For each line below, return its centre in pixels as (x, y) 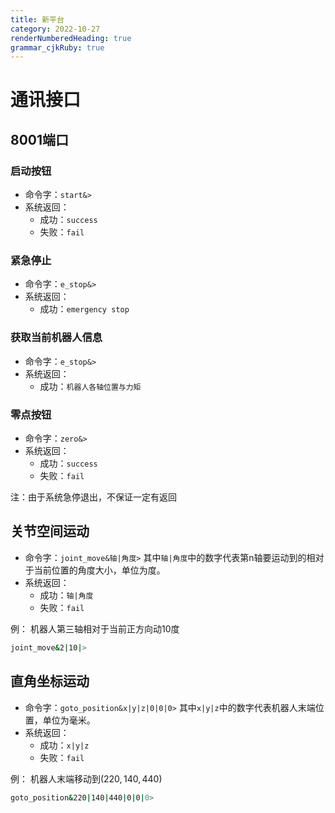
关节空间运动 (50, 531)
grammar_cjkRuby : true (57, 47)
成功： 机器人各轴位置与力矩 (90, 386)
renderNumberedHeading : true (71, 38)
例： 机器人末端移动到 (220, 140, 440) (86, 778)
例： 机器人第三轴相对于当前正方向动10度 (95, 628)
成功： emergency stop (84, 309)
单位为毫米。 (69, 720)
